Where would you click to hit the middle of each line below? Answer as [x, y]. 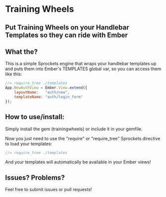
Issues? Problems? [35, 177]
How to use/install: [35, 117]
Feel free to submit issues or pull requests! [49, 190]
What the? [22, 52]
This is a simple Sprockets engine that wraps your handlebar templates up [81, 64]
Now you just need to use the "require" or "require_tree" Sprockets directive [83, 138]
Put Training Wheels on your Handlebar [67, 27]
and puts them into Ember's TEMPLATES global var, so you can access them [83, 69]
